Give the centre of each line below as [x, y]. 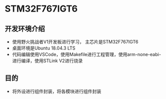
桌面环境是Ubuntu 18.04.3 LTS [44, 48]
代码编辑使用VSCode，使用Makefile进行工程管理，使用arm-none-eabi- [87, 54]
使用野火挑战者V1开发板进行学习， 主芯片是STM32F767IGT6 [75, 42]
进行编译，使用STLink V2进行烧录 [47, 61]
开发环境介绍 [25, 29]
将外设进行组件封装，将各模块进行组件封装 [57, 91]
